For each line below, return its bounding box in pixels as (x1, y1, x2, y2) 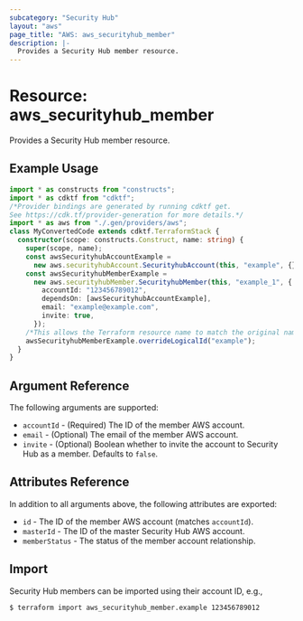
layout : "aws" (9, 22, 63, 31)
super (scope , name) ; (25, 244, 103, 253)
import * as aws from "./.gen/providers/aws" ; (9, 219, 188, 228)
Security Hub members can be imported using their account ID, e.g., (9, 585, 263, 597)
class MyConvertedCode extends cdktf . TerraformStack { (9, 227, 220, 236)
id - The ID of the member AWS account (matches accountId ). (22, 516, 254, 527)
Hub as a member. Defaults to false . (22, 448, 159, 459)
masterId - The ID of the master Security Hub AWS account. (22, 525, 245, 536)
